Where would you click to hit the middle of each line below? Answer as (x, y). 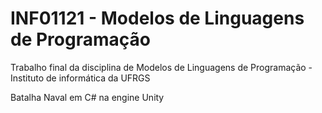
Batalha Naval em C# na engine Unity (87, 97)
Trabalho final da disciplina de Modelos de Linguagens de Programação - (161, 67)
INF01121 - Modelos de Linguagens (157, 18)
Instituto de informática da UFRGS (80, 78)
